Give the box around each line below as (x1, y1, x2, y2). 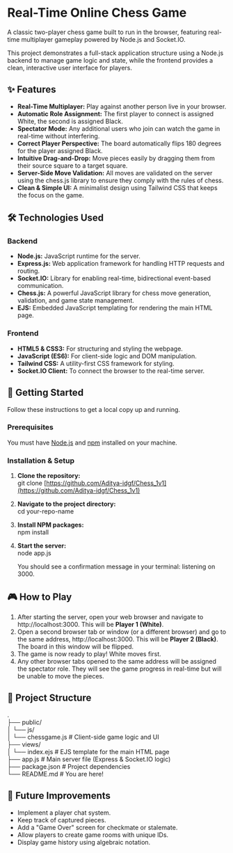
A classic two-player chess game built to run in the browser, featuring (7, 28, 207, 36)
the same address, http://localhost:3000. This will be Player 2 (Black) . (17, 635, 218, 643)
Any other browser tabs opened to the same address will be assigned (17, 657, 217, 665)
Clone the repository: (17, 472, 81, 480)
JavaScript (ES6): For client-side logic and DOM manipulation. (17, 351, 197, 360)
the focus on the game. (17, 191, 84, 199)
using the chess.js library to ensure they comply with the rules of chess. (17, 176, 224, 184)
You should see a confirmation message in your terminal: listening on (17, 562, 216, 571)
